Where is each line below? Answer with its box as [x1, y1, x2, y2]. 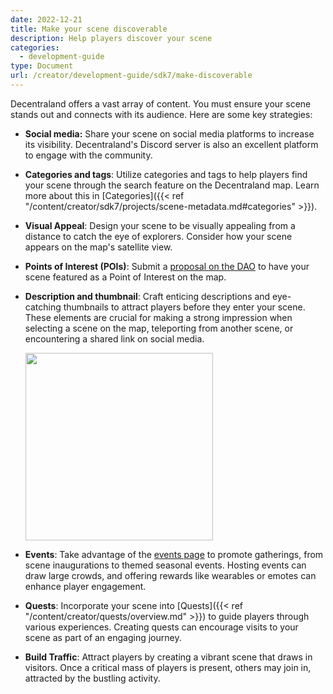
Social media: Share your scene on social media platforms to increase [24, 127, 315, 140]
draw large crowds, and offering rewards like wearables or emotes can [24, 569, 317, 581]
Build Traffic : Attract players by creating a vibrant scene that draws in [24, 651, 313, 663]
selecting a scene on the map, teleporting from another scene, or [24, 322, 294, 334]
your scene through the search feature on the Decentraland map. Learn [24, 179, 320, 191]
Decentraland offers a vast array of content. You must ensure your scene [10, 97, 312, 110]
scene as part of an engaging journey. [24, 631, 182, 643]
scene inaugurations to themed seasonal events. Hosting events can [24, 559, 307, 571]
